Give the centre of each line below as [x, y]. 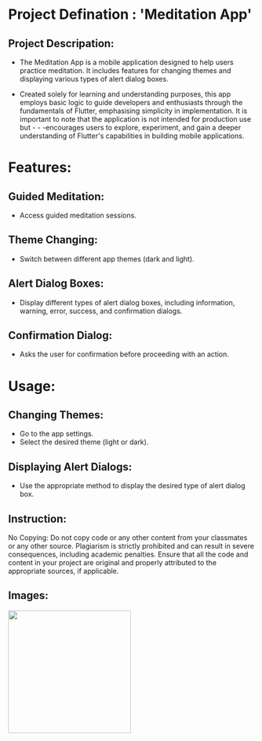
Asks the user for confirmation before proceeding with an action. [124, 354]
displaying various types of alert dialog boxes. [94, 79]
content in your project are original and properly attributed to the [113, 563]
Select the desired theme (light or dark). [84, 442]
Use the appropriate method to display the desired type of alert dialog [132, 486]
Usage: [32, 386]
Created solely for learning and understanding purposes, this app [125, 94]
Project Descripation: [61, 44]
